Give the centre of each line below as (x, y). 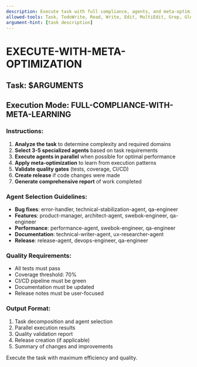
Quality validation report (44, 334)
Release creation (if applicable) (52, 340)
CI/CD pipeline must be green (50, 281)
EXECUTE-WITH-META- (66, 51)
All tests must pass (37, 269)
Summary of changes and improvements (64, 346)
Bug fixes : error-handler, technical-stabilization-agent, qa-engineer (96, 209)
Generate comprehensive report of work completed (78, 181)
